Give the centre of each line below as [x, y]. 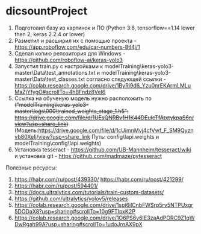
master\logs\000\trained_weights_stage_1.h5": [71, 111]
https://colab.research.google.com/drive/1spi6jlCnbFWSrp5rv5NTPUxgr [104, 205]
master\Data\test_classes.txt [50, 79]
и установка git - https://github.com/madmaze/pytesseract [88, 156]
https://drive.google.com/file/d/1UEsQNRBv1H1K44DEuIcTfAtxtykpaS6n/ [104, 117]
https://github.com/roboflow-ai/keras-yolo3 [68, 60]
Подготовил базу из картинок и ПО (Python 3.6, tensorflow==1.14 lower [104, 28]
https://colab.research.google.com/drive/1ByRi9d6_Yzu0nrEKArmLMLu [103, 85]
